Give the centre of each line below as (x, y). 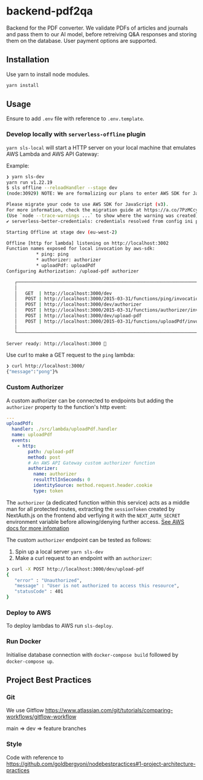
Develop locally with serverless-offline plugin (76, 134)
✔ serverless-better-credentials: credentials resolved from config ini (100, 221)
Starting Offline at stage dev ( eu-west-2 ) (62, 232)
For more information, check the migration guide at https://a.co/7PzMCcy (102, 210)
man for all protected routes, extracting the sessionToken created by (91, 509)
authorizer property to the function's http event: (66, 407)
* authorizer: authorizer (69, 260)
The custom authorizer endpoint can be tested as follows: (79, 540)
